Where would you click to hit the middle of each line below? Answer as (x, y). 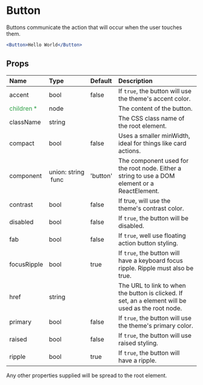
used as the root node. (150, 308)
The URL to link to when (152, 285)
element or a (136, 183)
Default (101, 81)
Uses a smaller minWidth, (154, 136)
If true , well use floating (152, 235)
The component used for (153, 160)
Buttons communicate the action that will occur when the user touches (94, 27)
